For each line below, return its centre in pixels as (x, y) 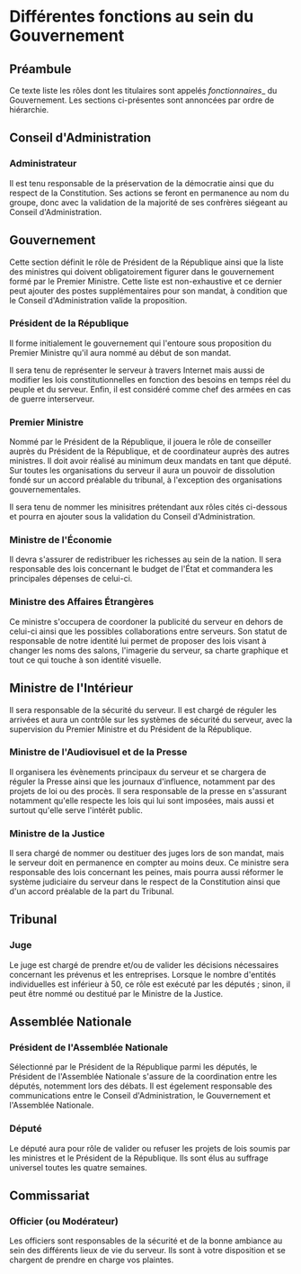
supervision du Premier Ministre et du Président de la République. (131, 729)
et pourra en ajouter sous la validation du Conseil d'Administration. (133, 517)
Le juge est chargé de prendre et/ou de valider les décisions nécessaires (144, 964)
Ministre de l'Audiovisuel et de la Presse (98, 752)
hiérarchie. (29, 109)
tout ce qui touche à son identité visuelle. (85, 660)
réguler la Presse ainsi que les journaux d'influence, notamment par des (142, 782)
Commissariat (49, 1196)
